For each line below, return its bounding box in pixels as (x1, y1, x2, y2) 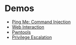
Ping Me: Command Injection (11, 19, 71, 25)
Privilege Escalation (11, 34, 52, 40)
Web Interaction (11, 24, 44, 30)
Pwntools (11, 29, 31, 35)
